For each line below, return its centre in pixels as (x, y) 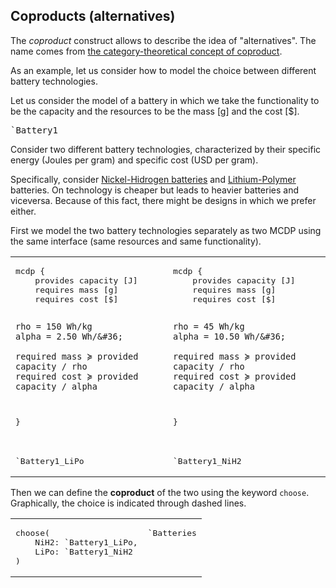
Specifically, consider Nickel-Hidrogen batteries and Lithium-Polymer (153, 179)
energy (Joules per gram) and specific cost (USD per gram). (134, 160)
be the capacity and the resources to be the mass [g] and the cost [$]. (155, 111)
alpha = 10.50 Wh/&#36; (230, 336)
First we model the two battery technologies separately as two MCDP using (166, 230)
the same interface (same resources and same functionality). (136, 241)
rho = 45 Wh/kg (209, 326)
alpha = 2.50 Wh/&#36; (69, 336)
